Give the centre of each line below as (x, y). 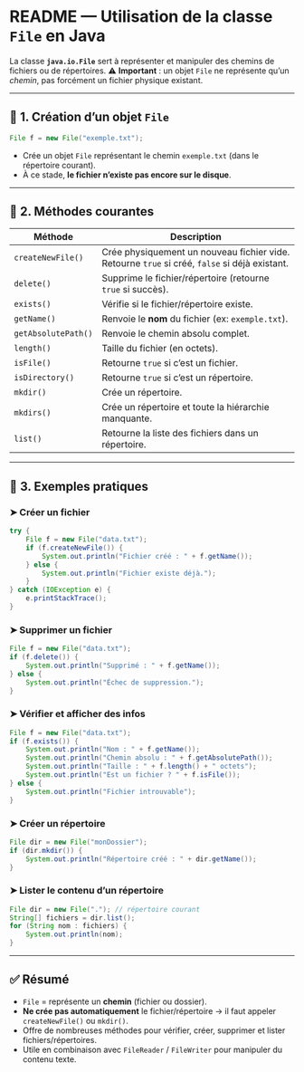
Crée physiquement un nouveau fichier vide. (196, 253)
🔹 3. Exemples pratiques (79, 486)
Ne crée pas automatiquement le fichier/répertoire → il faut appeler (149, 1010)
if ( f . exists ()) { (44, 741)
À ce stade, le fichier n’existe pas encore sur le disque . (127, 175)
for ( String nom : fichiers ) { (68, 926)
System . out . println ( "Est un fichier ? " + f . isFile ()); (133, 775)
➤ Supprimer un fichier (61, 629)
